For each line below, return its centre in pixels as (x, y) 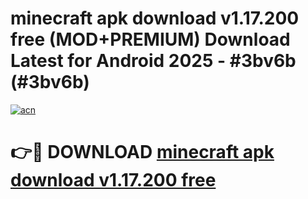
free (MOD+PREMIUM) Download (150, 39)
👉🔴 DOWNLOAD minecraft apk (142, 152)
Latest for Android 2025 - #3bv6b (153, 61)
